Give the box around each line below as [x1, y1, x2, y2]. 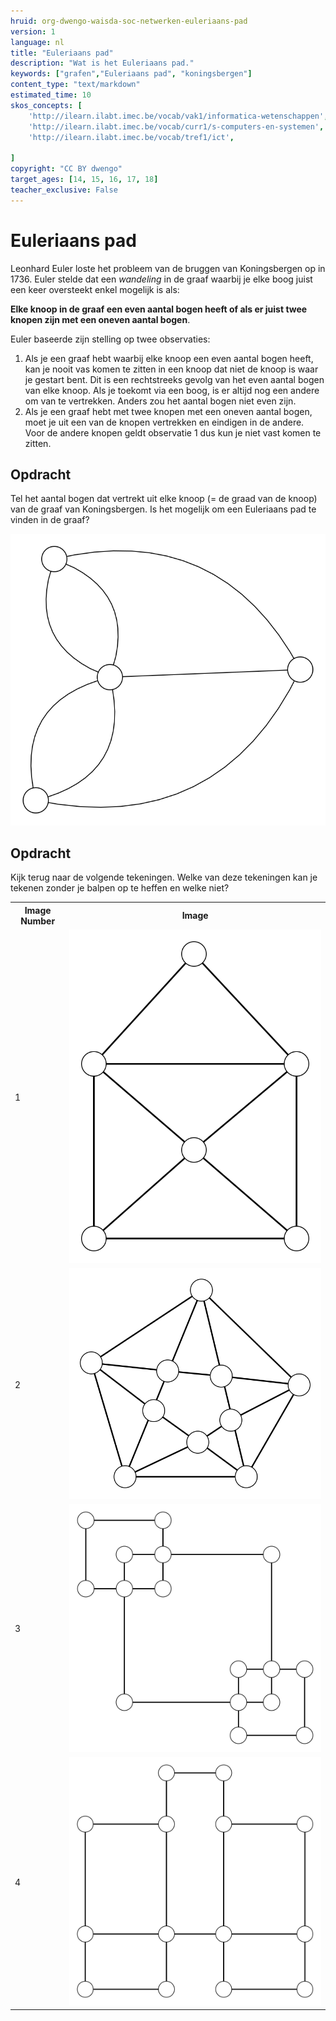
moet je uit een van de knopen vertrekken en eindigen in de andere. [24, 416, 305, 428]
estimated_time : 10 [10, 90, 92, 100]
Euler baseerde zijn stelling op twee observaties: [10, 333, 211, 345]
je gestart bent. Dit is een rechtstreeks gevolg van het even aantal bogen [24, 373, 325, 385]
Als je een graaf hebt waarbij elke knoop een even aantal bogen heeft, [24, 352, 314, 364]
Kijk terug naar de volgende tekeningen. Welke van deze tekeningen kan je [10, 871, 318, 884]
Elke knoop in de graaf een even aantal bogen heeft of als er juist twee [10, 303, 308, 315]
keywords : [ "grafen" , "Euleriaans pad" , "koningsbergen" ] [10, 69, 253, 79]
